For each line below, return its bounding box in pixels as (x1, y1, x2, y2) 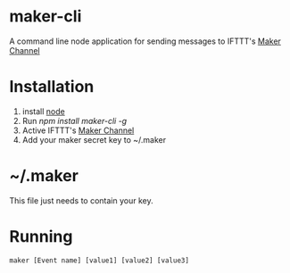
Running (9, 227, 73, 246)
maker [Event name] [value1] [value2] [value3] (9, 256, 190, 265)
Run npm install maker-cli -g (21, 115, 128, 126)
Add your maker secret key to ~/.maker (21, 134, 167, 145)
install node (21, 105, 65, 117)
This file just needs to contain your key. (9, 194, 153, 206)
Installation (9, 77, 95, 97)
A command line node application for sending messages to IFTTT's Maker (9, 36, 281, 46)
